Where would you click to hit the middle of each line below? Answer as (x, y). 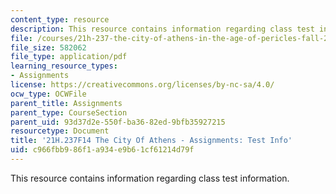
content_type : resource (60, 19)
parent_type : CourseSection (69, 112)
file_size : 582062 (48, 47)
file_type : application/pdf (69, 57)
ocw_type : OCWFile (48, 94)
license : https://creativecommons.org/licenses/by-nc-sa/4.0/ (142, 85)
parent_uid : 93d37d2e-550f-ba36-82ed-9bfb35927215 (118, 122)
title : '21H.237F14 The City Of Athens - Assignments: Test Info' (151, 141)
